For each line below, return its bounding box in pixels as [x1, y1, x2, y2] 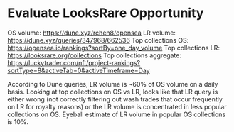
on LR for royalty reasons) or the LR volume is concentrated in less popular [7, 102, 227, 111]
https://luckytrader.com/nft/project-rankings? [7, 58, 141, 67]
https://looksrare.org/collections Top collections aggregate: [7, 51, 181, 60]
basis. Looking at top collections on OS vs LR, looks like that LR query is [7, 87, 218, 96]
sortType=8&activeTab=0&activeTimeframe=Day [7, 66, 151, 75]
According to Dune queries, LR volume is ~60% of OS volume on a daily [7, 79, 218, 88]
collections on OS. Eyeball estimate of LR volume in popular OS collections [7, 110, 226, 119]
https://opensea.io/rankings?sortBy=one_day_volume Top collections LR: [7, 43, 220, 52]
